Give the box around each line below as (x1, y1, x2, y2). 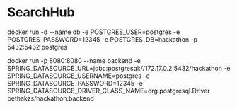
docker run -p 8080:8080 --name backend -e (7, 56, 141, 64)
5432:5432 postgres (7, 42, 68, 51)
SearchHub (7, 4, 76, 21)
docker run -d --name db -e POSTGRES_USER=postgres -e (7, 28, 180, 36)
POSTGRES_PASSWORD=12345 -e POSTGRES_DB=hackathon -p (7, 35, 198, 43)
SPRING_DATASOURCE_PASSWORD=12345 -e (7, 79, 143, 87)
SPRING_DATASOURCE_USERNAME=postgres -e (7, 71, 150, 80)
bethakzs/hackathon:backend (7, 93, 94, 103)
